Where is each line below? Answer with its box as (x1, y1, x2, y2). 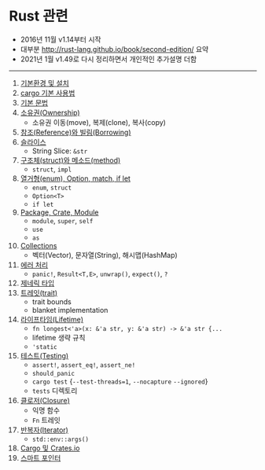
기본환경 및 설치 (20, 78, 69, 87)
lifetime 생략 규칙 (31, 332, 86, 342)
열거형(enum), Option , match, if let (20, 174, 131, 183)
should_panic (31, 369, 75, 377)
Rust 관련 (9, 7, 68, 25)
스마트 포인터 (20, 453, 61, 462)
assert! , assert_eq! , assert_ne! (31, 359, 136, 369)
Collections (20, 241, 57, 250)
